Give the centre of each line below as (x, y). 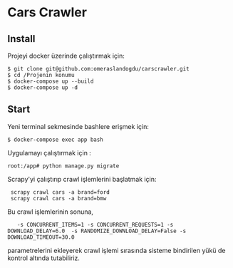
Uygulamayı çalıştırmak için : (49, 153)
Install (21, 39)
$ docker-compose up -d (43, 88)
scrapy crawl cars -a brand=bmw (58, 198)
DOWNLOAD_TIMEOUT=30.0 (41, 237)
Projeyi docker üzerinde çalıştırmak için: (66, 56)
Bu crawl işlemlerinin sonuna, (51, 212)
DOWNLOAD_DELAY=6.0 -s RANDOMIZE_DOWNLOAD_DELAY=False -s (97, 231)
